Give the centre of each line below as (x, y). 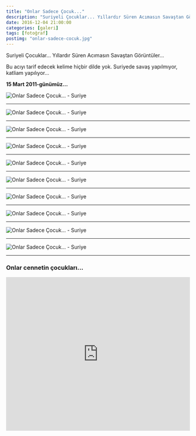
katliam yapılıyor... (28, 73)
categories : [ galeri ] (32, 28)
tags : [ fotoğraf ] (27, 33)
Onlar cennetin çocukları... (45, 267)
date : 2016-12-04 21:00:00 (39, 22)
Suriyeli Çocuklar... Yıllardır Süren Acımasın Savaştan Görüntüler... (85, 55)
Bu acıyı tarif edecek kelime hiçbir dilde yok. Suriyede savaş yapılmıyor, (92, 67)
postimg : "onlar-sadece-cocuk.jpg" (49, 39)
